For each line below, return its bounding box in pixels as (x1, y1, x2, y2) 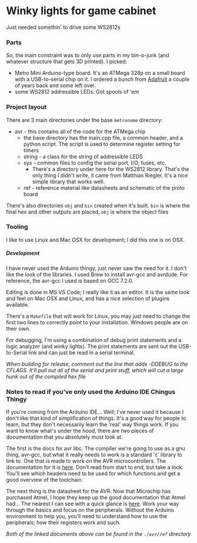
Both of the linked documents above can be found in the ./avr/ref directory (6, 531, 191, 538)
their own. (6, 325, 31, 332)
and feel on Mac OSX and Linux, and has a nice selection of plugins (6, 295, 170, 302)
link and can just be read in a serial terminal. (28, 349, 135, 356)
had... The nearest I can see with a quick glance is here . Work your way (6, 500, 179, 508)
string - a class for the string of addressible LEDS (23, 153, 143, 160)
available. (6, 301, 29, 308)
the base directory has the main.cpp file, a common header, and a (23, 134, 183, 141)
